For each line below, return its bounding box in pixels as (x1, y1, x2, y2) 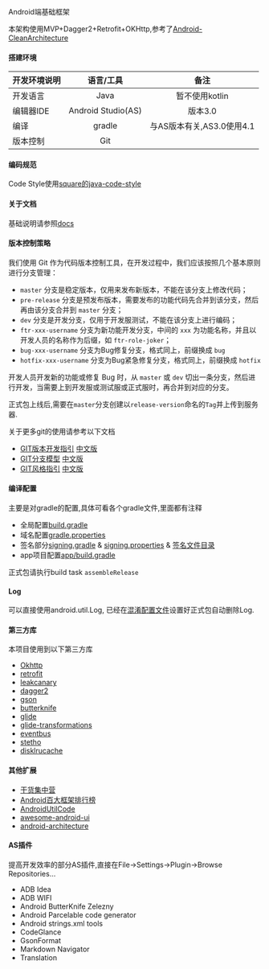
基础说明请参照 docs (8, 218, 75, 228)
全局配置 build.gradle (19, 520, 88, 530)
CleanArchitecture (8, 33, 69, 43)
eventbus (19, 729, 51, 738)
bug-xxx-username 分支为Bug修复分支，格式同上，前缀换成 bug (19, 345, 226, 355)
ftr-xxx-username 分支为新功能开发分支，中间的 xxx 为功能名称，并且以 (19, 325, 257, 335)
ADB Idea (19, 884, 52, 894)
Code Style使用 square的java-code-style (8, 179, 142, 189)
